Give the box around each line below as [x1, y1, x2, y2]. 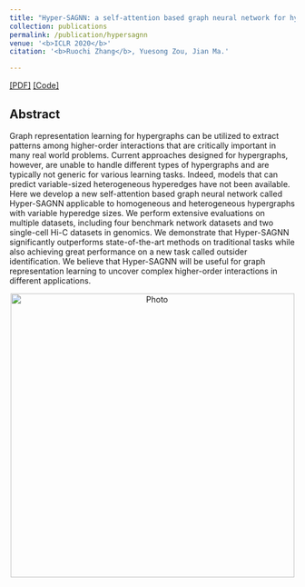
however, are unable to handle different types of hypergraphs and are [9, 159, 270, 170]
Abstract [9, 106, 61, 122]
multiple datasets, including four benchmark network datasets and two [9, 217, 274, 228]
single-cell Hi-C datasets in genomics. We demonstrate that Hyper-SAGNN [9, 226, 290, 237]
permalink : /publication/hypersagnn [9, 30, 148, 39]
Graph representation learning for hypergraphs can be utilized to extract [9, 130, 280, 141]
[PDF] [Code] [9, 80, 60, 91]
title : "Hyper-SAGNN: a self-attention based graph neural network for [9, 13, 286, 23]
